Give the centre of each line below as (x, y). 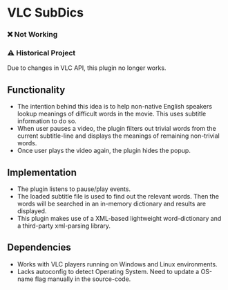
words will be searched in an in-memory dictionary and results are (111, 204)
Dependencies (39, 247)
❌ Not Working (32, 35)
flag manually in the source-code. (83, 279)
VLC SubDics (46, 13)
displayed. (32, 211)
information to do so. (47, 121)
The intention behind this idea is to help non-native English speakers (115, 107)
